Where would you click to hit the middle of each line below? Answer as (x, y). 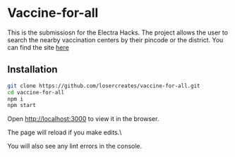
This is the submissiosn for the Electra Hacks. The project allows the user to (117, 32)
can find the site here (38, 47)
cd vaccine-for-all (36, 92)
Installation (32, 69)
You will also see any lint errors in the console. (75, 146)
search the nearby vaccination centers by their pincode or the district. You (115, 39)
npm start (22, 106)
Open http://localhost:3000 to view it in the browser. (83, 119)
